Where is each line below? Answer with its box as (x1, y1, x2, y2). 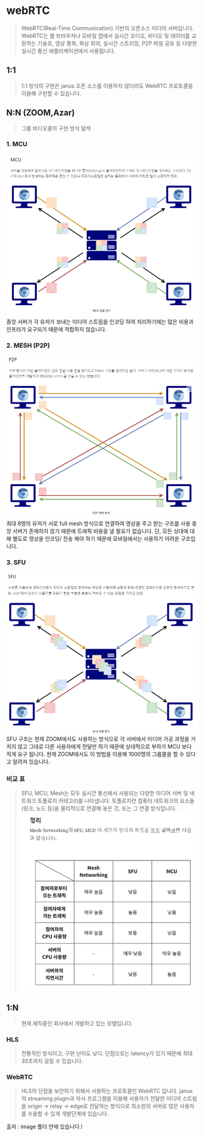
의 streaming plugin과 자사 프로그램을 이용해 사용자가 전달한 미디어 (21, 1095, 181, 1102)
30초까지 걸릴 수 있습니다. (21, 1057, 83, 1064)
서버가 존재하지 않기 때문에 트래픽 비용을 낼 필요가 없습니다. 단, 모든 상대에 (12, 527, 189, 535)
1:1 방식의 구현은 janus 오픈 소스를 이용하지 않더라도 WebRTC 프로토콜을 (21, 82, 193, 89)
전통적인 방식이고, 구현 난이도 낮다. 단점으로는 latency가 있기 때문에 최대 (21, 1049, 193, 1057)
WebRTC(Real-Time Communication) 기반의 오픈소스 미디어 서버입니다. (21, 24, 194, 32)
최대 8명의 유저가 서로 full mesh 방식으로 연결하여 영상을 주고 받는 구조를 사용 (6, 519, 191, 527)
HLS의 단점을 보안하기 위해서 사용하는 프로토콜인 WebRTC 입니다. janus (21, 1087, 193, 1095)
